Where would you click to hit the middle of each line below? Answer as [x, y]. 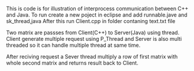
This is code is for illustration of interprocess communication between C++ [97, 9]
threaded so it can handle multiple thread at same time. [73, 45]
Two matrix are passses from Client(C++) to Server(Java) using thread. [93, 33]
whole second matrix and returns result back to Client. [72, 63]
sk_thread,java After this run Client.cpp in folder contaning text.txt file [91, 21]
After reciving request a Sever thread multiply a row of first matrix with [92, 57]
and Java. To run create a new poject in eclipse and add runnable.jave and [97, 15]
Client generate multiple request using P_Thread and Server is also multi [94, 39]
